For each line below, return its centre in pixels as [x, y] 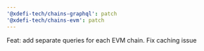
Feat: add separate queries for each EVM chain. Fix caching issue [102, 40]
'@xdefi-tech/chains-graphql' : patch [62, 14]
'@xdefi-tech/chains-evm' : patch [56, 20]
